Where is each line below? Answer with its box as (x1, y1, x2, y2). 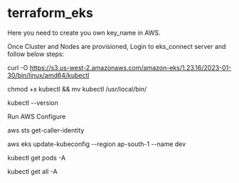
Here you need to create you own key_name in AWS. (7, 28, 161, 37)
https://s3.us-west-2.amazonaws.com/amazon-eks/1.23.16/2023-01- (29, 63, 232, 72)
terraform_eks (7, 5, 94, 21)
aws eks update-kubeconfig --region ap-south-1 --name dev (7, 140, 186, 148)
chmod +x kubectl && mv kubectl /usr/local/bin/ (7, 84, 147, 93)
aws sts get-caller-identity (7, 126, 85, 134)
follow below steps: (7, 50, 65, 58)
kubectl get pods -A (7, 153, 66, 162)
